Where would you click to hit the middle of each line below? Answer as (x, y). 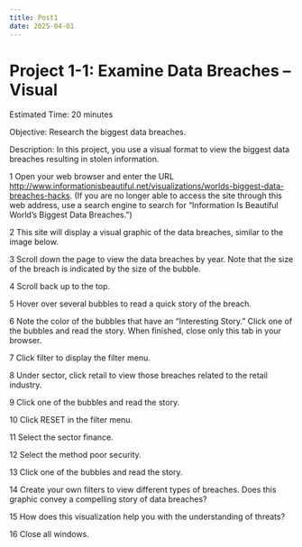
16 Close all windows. (50, 534)
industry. (26, 385)
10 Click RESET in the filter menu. (71, 420)
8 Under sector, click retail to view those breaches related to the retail (139, 376)
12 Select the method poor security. (75, 455)
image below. (34, 242)
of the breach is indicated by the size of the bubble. (105, 269)
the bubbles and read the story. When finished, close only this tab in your (146, 331)
